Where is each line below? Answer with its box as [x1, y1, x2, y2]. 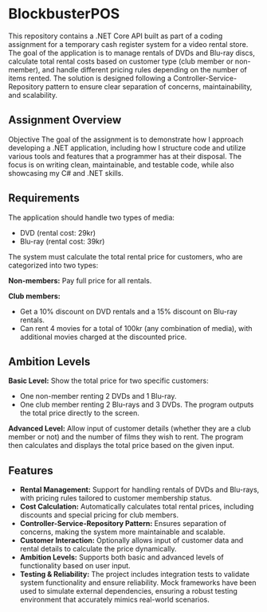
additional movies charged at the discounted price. [19, 332, 187, 341]
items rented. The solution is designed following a [8, 73, 172, 83]
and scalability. [8, 90, 58, 99]
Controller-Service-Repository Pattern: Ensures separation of [19, 519, 227, 528]
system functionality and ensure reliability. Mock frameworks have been [19, 578, 257, 587]
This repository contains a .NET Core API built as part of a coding [8, 31, 223, 41]
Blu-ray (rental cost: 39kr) [19, 236, 105, 246]
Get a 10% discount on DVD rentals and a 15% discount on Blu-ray [19, 306, 238, 316]
